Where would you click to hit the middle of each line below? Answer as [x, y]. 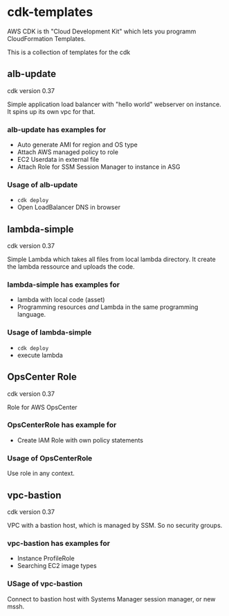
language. [31, 315]
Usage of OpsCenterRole [50, 458]
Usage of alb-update [43, 185]
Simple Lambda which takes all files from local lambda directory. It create [111, 259]
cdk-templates [50, 12]
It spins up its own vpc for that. [51, 111]
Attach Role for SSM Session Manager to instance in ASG [99, 167]
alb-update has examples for [57, 129]
